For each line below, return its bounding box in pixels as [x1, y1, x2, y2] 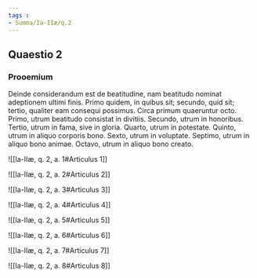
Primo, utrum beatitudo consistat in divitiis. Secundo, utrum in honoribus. [8, 115, 244, 124]
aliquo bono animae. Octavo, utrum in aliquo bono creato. [8, 139, 194, 149]
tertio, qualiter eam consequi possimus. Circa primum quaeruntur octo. [8, 106, 237, 115]
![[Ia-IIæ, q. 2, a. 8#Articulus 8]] [8, 261, 111, 271]
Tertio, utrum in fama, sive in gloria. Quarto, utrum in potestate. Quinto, [8, 123, 237, 132]
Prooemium [8, 71, 53, 82]
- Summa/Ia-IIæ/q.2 [8, 19, 72, 27]
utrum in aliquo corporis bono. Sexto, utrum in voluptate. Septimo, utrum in [8, 131, 250, 141]
